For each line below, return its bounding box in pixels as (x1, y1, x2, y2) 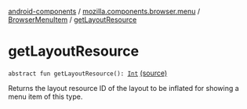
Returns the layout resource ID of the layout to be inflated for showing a (8, 83, 239, 93)
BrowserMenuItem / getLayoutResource (8, 15, 137, 24)
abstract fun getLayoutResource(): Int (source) (8, 68, 168, 78)
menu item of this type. (8, 92, 83, 101)
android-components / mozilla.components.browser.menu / (8, 7, 201, 16)
